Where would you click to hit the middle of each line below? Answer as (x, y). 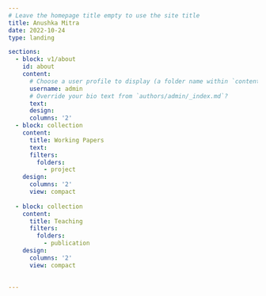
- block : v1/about (46, 59)
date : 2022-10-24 (37, 30)
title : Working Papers (66, 140)
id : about (39, 67)
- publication (66, 243)
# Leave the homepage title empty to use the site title (104, 15)
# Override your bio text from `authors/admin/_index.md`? (128, 96)
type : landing (32, 38)
